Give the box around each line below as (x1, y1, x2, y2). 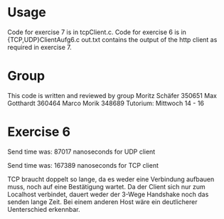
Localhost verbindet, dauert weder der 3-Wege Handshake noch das (7, 190, 209, 198)
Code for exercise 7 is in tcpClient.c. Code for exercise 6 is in (7, 28, 187, 36)
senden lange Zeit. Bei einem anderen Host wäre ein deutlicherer (7, 197, 198, 206)
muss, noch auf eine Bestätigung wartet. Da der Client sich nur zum (7, 182, 206, 191)
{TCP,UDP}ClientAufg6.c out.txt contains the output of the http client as (7, 35, 218, 43)
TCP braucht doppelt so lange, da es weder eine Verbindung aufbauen (7, 175, 215, 183)
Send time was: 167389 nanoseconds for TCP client (7, 161, 159, 169)
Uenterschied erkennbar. (7, 205, 80, 213)
